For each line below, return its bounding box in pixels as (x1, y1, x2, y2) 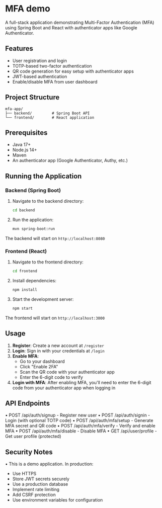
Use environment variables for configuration (12, 497, 103, 503)
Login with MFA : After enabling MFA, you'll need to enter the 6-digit (12, 379, 152, 385)
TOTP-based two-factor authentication (12, 63, 92, 69)
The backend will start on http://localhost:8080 (5, 235, 105, 241)
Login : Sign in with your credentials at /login (12, 347, 105, 353)
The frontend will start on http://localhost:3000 (5, 315, 105, 321)
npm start (12, 306, 33, 311)
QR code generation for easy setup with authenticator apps (12, 68, 134, 74)
